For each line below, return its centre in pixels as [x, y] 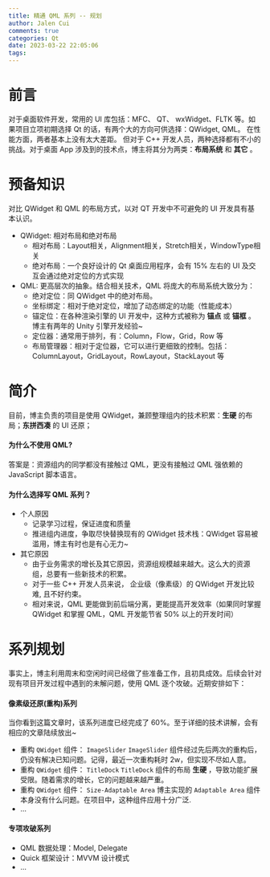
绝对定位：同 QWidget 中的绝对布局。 [94, 296]
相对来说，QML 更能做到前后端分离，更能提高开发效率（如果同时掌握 [146, 604]
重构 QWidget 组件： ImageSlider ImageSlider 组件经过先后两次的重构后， [141, 750]
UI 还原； [77, 425]
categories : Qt [34, 38]
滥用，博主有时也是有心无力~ [80, 544]
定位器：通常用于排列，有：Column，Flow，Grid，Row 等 [127, 336]
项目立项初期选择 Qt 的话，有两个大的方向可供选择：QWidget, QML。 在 [135, 128]
